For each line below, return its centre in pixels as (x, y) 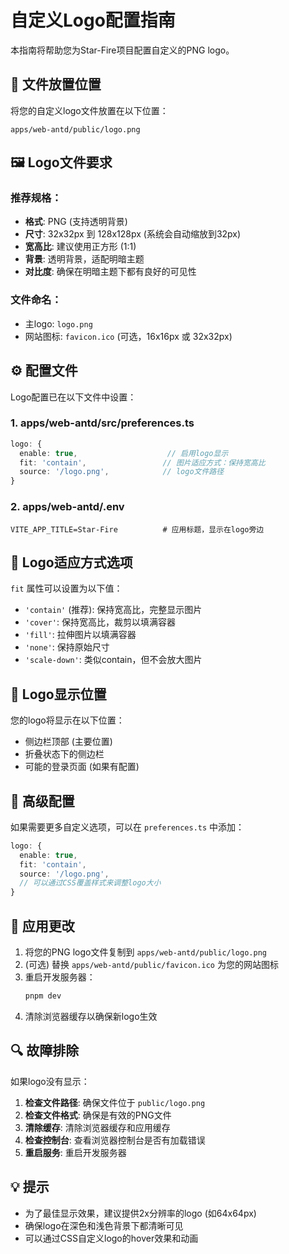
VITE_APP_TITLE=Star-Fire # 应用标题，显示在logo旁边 (137, 529)
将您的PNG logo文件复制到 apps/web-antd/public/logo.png (145, 952)
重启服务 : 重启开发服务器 (75, 1152)
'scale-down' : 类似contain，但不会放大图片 (113, 660)
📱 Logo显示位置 (58, 694)
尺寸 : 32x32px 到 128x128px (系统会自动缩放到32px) (133, 234)
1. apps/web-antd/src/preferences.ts (102, 423)
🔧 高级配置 (42, 801)
